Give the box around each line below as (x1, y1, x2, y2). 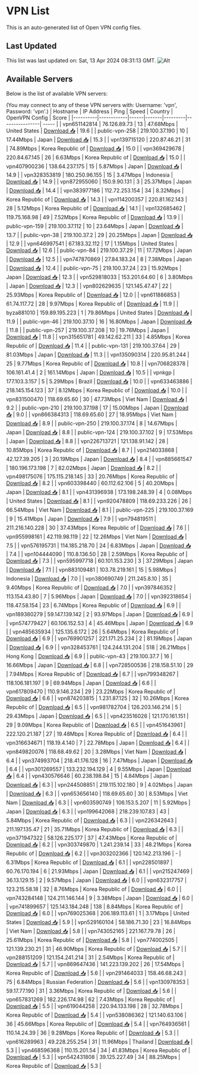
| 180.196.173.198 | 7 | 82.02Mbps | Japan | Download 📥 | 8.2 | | (6, 464, 162, 471)
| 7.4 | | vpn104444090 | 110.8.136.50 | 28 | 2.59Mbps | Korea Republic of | (6, 550, 188, 557)
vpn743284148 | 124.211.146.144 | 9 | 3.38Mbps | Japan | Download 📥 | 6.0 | (6, 894, 193, 901)
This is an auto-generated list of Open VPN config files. (6, 24, 141, 31)
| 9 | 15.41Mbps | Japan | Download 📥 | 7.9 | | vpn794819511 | (6, 515, 156, 522)
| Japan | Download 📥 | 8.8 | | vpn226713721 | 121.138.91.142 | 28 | (6, 437, 169, 444)
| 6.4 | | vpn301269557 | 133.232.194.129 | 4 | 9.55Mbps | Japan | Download (6, 765, 191, 773)
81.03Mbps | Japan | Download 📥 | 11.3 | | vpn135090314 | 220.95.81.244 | (6, 351, 189, 358)
